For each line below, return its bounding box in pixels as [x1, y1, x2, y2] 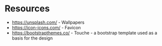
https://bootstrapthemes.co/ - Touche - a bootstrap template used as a [11, 30, 158, 36]
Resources [4, 3, 50, 14]
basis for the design [11, 35, 53, 41]
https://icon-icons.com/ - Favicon [11, 24, 81, 30]
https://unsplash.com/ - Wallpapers [11, 19, 85, 25]
